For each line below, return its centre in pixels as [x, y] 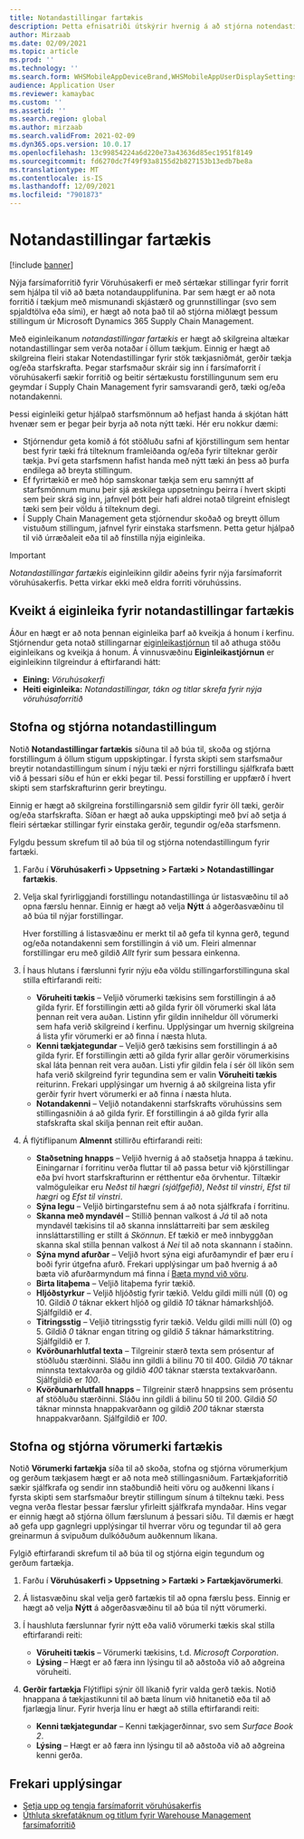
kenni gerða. [59, 1756]
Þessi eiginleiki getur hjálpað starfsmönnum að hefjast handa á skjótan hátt [149, 414]
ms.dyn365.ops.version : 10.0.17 [70, 144]
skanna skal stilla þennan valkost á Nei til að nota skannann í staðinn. [164, 1245]
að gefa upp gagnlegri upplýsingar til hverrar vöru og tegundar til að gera [146, 1526]
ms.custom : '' [36, 102]
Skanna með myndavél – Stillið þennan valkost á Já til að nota [152, 1216]
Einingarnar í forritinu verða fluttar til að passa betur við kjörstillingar [162, 1168]
